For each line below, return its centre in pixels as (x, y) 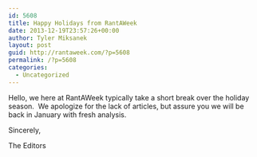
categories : (28, 68)
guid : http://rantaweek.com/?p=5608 (69, 53)
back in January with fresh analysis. (67, 114)
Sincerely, (25, 130)
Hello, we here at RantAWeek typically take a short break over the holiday (129, 97)
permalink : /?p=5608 (43, 61)
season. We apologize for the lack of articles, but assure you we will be (127, 106)
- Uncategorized (42, 75)
